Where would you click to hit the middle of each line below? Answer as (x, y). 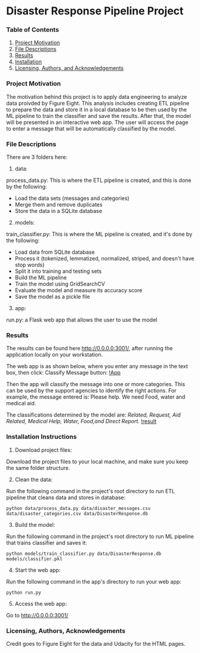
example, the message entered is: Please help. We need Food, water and (96, 397)
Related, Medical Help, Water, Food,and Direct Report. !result (81, 421)
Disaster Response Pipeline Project (95, 11)
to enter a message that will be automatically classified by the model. (91, 128)
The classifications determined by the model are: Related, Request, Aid (93, 415)
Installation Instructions (41, 437)
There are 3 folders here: (37, 157)
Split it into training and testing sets (58, 271)
